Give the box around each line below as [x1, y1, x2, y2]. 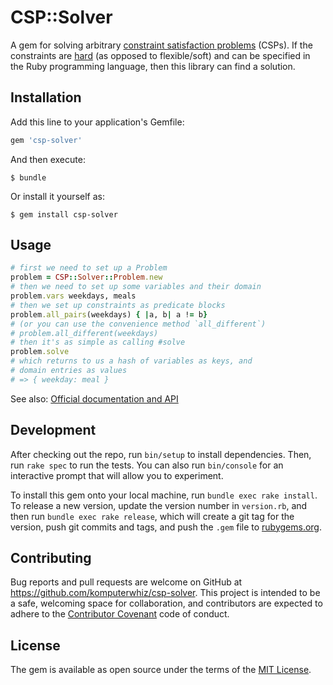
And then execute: [10, 153, 86, 165]
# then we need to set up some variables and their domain [10, 282, 262, 292]
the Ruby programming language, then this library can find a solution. [10, 60, 296, 72]
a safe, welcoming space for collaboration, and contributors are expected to [10, 597, 323, 610]
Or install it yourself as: [10, 190, 105, 202]
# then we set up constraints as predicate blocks [10, 300, 226, 310]
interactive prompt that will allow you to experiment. [10, 469, 224, 481]
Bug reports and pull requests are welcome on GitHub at [10, 576, 243, 588]
